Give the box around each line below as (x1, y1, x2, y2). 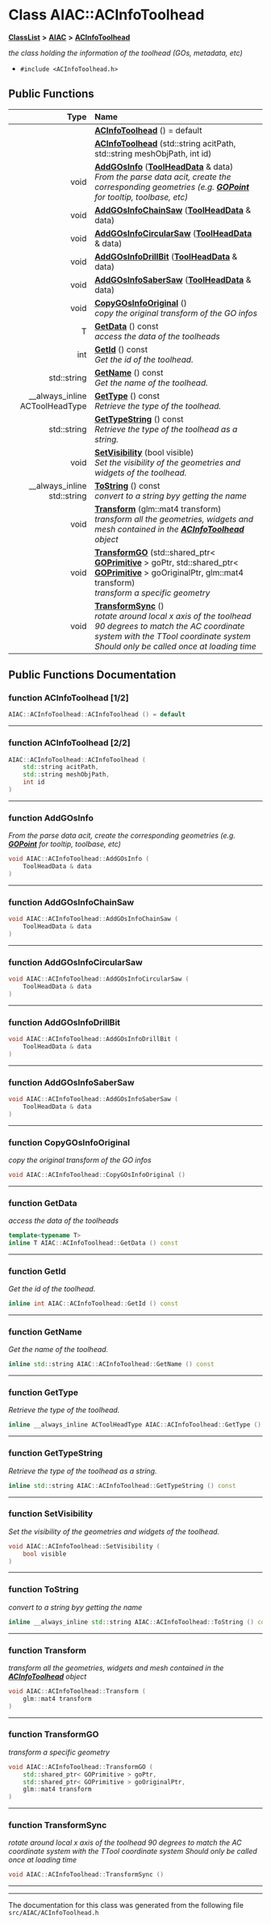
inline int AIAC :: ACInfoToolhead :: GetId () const (8, 1300, 179, 1308)
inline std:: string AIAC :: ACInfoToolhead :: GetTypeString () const (8, 1481, 236, 1489)
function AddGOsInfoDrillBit (8, 1016, 121, 1027)
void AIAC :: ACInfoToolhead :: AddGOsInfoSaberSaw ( (8, 1094, 179, 1103)
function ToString (8, 1584, 79, 1595)
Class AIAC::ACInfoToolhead (8, 6, 205, 24)
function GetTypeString (8, 1447, 103, 1459)
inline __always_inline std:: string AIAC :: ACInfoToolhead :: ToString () (8, 1618, 254, 1626)
